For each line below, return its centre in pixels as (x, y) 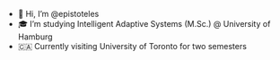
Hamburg (35, 37)
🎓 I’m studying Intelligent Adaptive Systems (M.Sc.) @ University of (144, 24)
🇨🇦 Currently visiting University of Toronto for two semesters (132, 46)
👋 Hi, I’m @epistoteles (58, 14)
